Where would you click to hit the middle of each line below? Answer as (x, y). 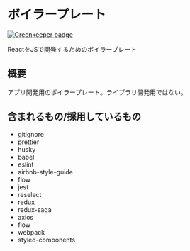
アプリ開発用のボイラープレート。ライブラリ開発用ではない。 (97, 92)
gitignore (31, 134)
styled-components (46, 240)
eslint (26, 164)
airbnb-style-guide (45, 172)
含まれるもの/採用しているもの (74, 117)
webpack (31, 232)
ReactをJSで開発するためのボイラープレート (72, 49)
